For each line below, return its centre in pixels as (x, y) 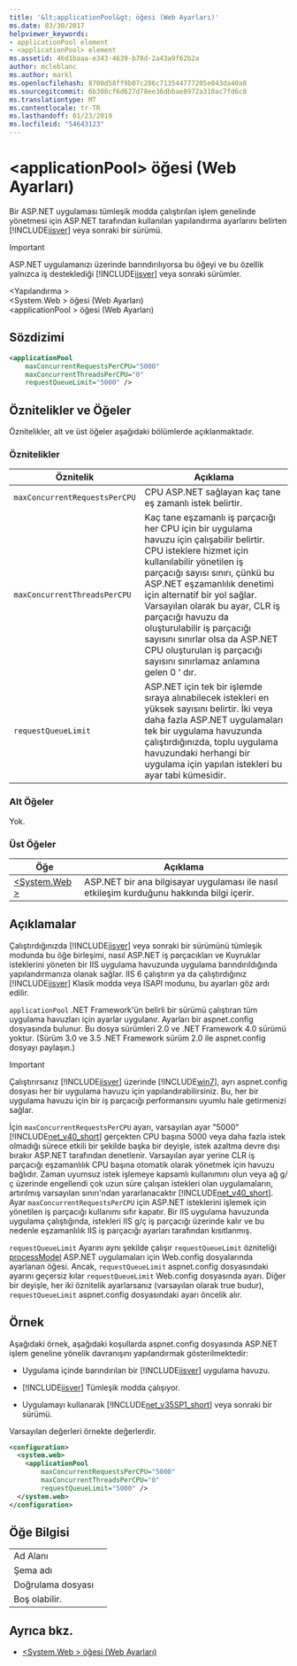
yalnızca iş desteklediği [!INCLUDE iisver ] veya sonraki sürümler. (126, 273)
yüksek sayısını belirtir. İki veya (209, 709)
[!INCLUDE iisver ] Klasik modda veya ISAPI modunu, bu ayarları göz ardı (139, 983)
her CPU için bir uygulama (199, 529)
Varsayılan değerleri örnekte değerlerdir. (83, 1431)
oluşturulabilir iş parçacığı (198, 628)
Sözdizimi (37, 338)
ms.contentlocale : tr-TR (55, 108)
